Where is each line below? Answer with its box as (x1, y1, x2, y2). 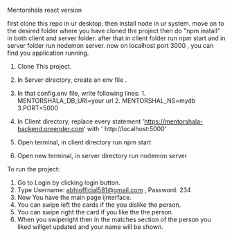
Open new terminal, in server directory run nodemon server (17, 152, 188, 160)
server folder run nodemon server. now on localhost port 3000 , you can (7, 42, 214, 49)
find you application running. (7, 49, 89, 57)
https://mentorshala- (144, 117, 203, 126)
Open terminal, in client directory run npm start (17, 138, 152, 146)
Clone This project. (17, 62, 72, 70)
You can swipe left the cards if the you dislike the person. (17, 201, 181, 209)
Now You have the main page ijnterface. (17, 194, 132, 201)
